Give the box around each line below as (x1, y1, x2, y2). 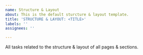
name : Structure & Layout (5, 7, 59, 12)
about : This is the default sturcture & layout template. (5, 12, 129, 17)
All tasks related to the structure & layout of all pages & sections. (5, 44, 139, 50)
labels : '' (5, 21, 28, 26)
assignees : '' (5, 26, 35, 31)
